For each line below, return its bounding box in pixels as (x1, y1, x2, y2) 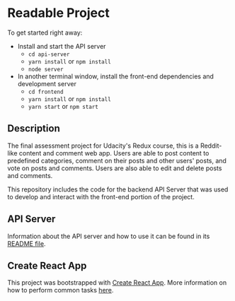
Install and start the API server (17, 42, 106, 50)
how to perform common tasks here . (7, 286, 114, 295)
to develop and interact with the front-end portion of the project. (7, 192, 195, 201)
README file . (7, 239, 46, 248)
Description (7, 122, 60, 135)
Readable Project (7, 5, 110, 21)
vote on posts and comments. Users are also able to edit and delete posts (7, 164, 222, 172)
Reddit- (200, 141, 222, 150)
